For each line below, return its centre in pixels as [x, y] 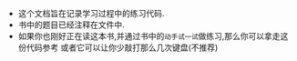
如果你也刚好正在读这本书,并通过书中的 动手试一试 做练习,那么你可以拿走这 [153, 36]
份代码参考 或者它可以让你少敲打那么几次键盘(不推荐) [118, 47]
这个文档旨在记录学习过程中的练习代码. [91, 13]
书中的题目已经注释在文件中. [71, 25]
